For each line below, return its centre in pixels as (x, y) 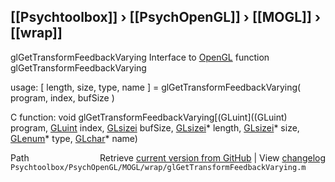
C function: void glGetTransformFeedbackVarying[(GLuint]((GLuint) (149, 117)
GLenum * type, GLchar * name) (74, 138)
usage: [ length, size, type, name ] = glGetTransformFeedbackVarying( (156, 87)
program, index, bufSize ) (62, 97)
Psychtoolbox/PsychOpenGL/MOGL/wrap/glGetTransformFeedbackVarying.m (158, 167)
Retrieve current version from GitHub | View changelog (212, 157)
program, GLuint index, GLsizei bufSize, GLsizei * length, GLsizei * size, (155, 127)
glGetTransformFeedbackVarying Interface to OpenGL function (140, 57)
